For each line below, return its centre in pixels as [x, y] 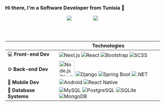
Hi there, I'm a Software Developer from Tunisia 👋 [65, 8]
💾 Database [21, 90]
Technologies [108, 46]
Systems [18, 96]
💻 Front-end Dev [29, 54]
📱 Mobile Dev [23, 83]
